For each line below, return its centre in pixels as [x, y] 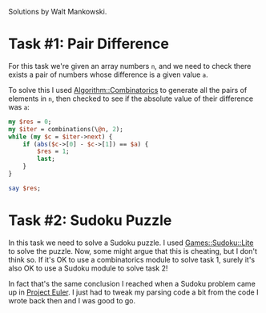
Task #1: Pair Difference [89, 44]
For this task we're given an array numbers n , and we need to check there [130, 66]
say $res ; [25, 188]
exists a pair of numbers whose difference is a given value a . [108, 74]
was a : [19, 106]
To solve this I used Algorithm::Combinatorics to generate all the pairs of [128, 90]
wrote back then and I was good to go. [72, 300]
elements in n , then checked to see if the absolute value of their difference [131, 98]
